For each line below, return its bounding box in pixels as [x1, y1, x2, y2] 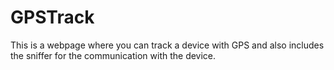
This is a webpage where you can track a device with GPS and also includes [10, 39, 325, 51]
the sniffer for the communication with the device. [10, 49, 217, 61]
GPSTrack [10, 6, 95, 29]
